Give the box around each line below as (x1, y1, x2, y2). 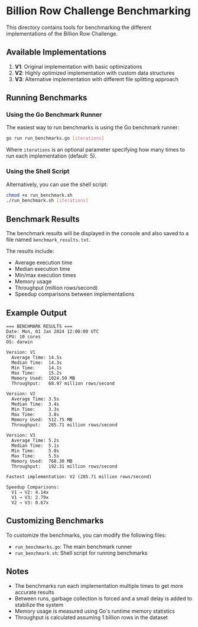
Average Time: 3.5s (11, 396, 60, 402)
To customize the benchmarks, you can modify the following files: (6, 532, 167, 539)
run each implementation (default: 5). (6, 152, 97, 159)
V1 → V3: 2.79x (11, 494, 49, 500)
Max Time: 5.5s (11, 453, 60, 459)
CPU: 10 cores (6, 334, 41, 340)
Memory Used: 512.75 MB (11, 417, 73, 423)
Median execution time (14, 265, 71, 273)
